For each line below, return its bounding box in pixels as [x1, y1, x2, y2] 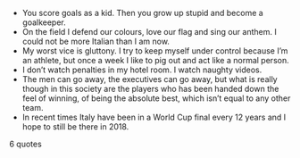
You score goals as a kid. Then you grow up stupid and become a [21, 8, 263, 18]
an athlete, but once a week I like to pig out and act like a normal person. [21, 55, 289, 65]
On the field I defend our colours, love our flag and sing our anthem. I [21, 27, 277, 37]
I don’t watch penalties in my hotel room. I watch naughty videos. [21, 64, 262, 75]
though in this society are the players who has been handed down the [21, 84, 279, 94]
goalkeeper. [21, 17, 67, 28]
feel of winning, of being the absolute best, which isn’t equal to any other [21, 93, 291, 104]
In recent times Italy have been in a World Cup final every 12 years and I [21, 112, 287, 122]
